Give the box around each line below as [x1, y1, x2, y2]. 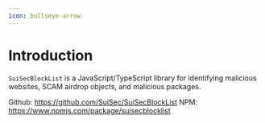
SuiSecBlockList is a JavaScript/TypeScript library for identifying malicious [8, 73, 257, 83]
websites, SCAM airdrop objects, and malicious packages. [8, 81, 201, 91]
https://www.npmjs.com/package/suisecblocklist [8, 105, 171, 115]
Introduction [8, 46, 93, 64]
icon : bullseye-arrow [8, 11, 81, 20]
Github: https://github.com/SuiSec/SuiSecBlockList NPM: [8, 97, 198, 107]
